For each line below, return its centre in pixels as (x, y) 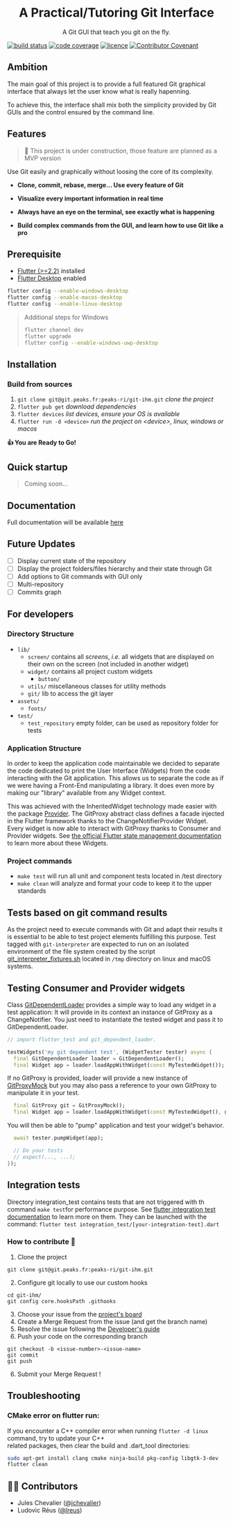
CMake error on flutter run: (53, 1416)
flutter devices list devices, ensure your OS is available (98, 414)
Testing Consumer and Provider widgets (96, 988)
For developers (41, 614)
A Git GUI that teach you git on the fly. (116, 32)
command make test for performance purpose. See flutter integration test (112, 1209)
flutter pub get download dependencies (77, 406)
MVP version (42, 158)
